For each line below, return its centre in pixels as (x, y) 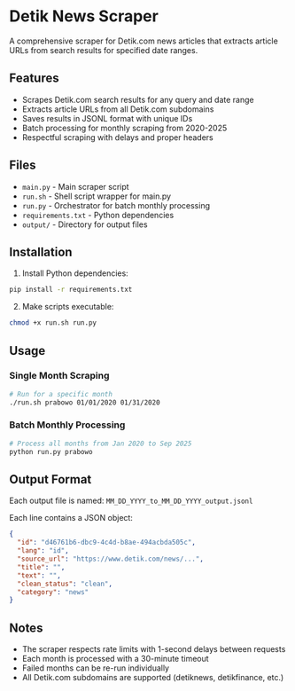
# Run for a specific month (61, 394)
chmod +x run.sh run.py (53, 323)
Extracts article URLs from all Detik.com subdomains (118, 109)
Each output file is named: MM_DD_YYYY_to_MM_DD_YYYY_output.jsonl (131, 501)
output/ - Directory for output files (85, 224)
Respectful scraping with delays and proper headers (118, 137)
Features (34, 79)
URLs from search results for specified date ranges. (104, 50)
